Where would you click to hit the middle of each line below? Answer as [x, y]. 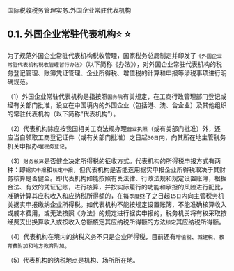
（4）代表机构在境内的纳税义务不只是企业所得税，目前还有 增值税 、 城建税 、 [113, 236]
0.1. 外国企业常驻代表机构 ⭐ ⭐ [69, 34]
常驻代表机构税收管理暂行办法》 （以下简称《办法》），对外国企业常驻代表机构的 [112, 64]
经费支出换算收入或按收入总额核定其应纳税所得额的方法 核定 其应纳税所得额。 [116, 222]
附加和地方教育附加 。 [44, 245]
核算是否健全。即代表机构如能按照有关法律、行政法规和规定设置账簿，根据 [120, 178]
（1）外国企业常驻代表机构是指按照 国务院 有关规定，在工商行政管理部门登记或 [117, 96]
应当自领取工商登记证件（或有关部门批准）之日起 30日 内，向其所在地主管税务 [117, 137]
